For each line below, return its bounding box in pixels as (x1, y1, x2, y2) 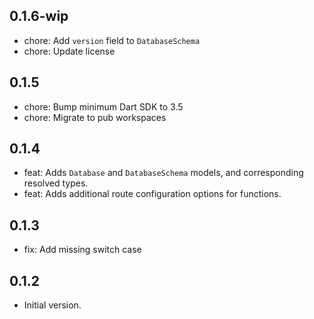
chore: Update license (23, 45, 116, 57)
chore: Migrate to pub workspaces (23, 111, 167, 123)
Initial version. (23, 299, 82, 311)
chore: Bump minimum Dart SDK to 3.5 (23, 100, 184, 113)
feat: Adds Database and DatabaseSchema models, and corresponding (23, 167, 304, 179)
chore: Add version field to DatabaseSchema (23, 34, 201, 46)
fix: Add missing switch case (23, 244, 142, 256)
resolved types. (23, 177, 89, 189)
